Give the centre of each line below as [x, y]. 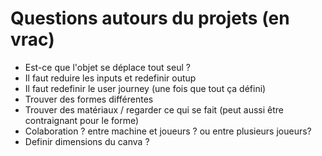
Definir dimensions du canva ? [87, 141]
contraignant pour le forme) [82, 120]
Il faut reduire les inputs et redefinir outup [110, 78]
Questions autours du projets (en [150, 18]
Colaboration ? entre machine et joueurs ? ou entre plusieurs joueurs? [168, 131]
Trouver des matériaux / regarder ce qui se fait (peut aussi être [154, 109]
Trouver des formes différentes [89, 99]
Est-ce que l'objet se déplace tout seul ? [107, 67]
